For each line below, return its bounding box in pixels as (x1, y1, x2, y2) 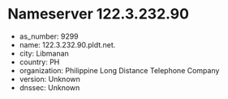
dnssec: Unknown (19, 82, 80, 93)
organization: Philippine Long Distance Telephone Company (19, 65, 220, 75)
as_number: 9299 (19, 31, 79, 41)
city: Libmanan (19, 48, 70, 58)
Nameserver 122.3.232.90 (7, 5, 190, 23)
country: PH (19, 57, 60, 67)
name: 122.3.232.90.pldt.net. (19, 39, 116, 49)
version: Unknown (19, 74, 80, 84)
